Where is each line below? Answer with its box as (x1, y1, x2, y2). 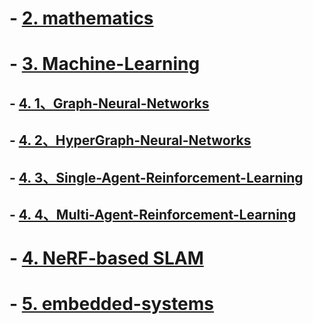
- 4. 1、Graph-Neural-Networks (9, 95, 210, 112)
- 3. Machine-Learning (9, 53, 201, 76)
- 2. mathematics (9, 7, 154, 30)
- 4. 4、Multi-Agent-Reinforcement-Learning (9, 206, 297, 223)
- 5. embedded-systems (9, 293, 215, 316)
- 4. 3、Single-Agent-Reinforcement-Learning (9, 169, 304, 186)
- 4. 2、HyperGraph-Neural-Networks (9, 132, 252, 149)
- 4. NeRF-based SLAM (9, 247, 204, 270)
